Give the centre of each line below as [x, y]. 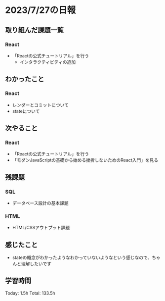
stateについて [26, 111]
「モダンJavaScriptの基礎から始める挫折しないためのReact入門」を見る [85, 160]
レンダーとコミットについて [41, 105]
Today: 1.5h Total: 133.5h [30, 293]
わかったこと [25, 79]
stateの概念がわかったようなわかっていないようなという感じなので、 [82, 257]
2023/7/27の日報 [41, 10]
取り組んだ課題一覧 [34, 30]
